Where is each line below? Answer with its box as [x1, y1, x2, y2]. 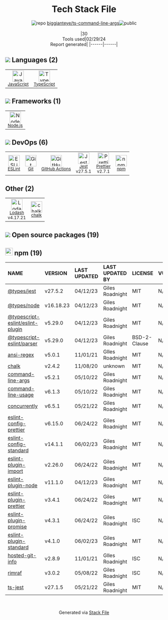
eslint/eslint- [7, 319, 38, 326]
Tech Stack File [51, 3, 116, 15]
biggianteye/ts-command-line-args [46, 20, 119, 26]
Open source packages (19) [11, 230, 99, 239]
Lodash [9, 210, 24, 215]
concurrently [7, 402, 38, 409]
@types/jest [7, 287, 36, 294]
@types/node [7, 302, 40, 309]
